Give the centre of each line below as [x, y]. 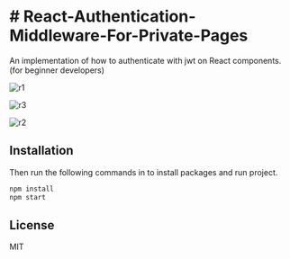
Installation [41, 151]
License [32, 225]
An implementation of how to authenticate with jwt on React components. [145, 60]
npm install [32, 189]
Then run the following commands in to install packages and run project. [144, 172]
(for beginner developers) [57, 70]
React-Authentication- [109, 17]
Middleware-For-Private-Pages [129, 36]
